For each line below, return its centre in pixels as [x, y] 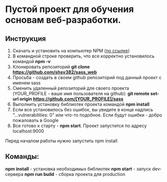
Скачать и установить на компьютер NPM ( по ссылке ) [71, 51]
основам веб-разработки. [63, 20]
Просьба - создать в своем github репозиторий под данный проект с [87, 77]
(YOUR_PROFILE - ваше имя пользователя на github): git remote [81, 94]
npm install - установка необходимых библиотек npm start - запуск [78, 169]
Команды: [22, 157]
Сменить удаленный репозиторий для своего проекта [71, 88]
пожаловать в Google [35, 120]
